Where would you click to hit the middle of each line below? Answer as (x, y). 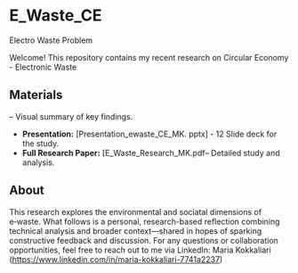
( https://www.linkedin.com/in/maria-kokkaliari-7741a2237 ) (116, 259)
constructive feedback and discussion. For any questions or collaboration (144, 240)
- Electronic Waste (43, 67)
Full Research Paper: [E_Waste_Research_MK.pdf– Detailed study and (151, 153)
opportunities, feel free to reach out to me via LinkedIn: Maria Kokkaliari (140, 250)
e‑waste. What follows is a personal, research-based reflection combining (145, 221)
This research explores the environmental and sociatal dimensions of (136, 211)
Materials (36, 95)
